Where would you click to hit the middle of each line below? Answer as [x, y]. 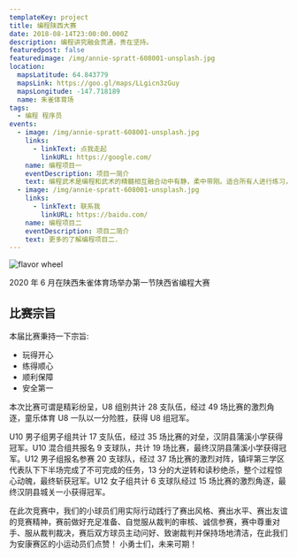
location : [27, 67]
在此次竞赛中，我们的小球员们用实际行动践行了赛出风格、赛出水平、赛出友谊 [148, 511]
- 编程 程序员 [40, 116]
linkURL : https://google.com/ [96, 157]
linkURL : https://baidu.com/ [95, 214]
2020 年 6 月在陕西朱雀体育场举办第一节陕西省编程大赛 [110, 283]
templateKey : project [49, 17]
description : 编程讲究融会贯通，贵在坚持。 [81, 42]
